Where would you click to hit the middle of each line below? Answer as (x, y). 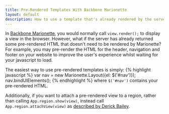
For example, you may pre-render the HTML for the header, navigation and (82, 49)
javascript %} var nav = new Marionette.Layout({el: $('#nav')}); (70, 75)
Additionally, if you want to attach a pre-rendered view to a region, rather (81, 95)
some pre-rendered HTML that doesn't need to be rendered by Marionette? (83, 44)
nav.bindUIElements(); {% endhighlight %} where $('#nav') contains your (82, 80)
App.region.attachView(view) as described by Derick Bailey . (68, 106)
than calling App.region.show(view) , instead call (55, 101)
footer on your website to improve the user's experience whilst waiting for (82, 55)
